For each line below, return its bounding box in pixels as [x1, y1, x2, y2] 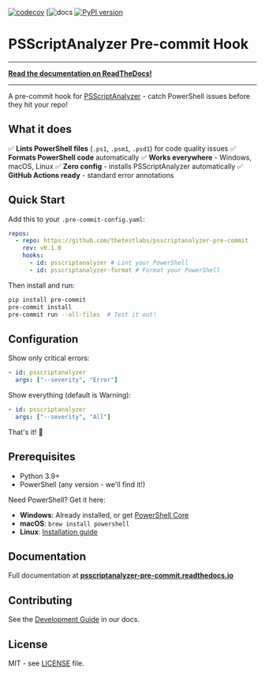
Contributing [8, 594, 73, 607]
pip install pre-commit [8, 296, 87, 304]
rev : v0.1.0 [22, 244, 62, 252]
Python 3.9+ [19, 471, 61, 481]
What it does [8, 123, 73, 136]
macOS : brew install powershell [19, 519, 130, 528]
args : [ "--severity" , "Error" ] [15, 376, 118, 384]
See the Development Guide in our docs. [8, 615, 140, 624]
